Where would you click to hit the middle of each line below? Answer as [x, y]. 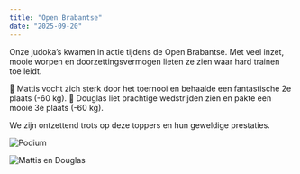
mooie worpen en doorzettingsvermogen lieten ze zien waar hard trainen [145, 61]
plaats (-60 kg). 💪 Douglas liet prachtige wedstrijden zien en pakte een [141, 98]
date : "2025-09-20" [46, 26]
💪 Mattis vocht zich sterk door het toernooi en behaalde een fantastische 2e [150, 88]
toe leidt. [26, 71]
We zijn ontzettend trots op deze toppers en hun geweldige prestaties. [140, 125]
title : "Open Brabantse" [56, 18]
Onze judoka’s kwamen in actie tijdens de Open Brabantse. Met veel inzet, [147, 51]
